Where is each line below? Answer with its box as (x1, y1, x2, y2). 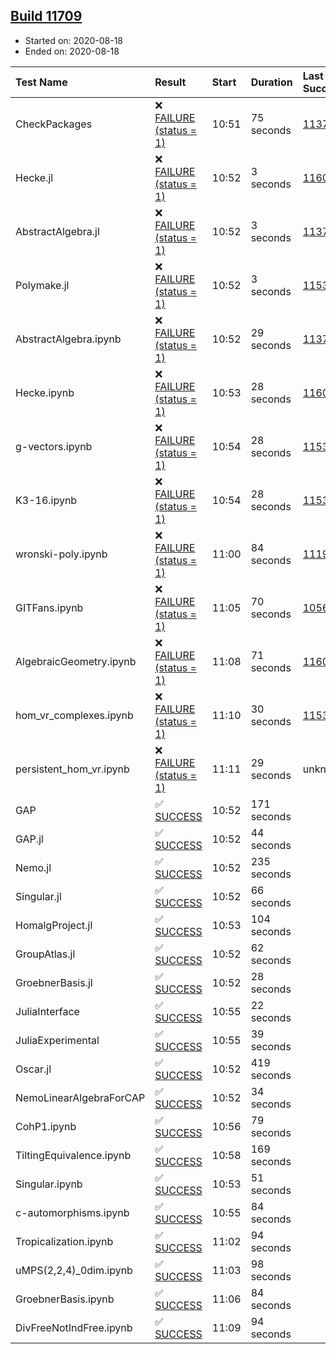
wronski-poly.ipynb (15, 547, 108, 561)
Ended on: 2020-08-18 (24, 45, 120, 57)
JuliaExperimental (15, 1033, 100, 1047)
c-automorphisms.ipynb (15, 1205, 130, 1219)
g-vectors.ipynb (15, 439, 93, 453)
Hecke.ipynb (15, 385, 75, 399)
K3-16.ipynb (15, 493, 78, 507)
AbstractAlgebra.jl (15, 224, 100, 238)
